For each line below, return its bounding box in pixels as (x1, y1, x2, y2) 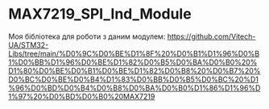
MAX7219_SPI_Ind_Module (8, 5, 192, 23)
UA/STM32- (8, 40, 49, 49)
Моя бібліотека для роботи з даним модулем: (8, 31, 166, 41)
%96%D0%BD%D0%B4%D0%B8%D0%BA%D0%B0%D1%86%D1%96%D (8, 82, 261, 93)
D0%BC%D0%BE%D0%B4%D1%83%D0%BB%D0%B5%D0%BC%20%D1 (8, 74, 259, 84)
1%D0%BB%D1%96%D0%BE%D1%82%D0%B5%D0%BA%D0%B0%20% (8, 57, 258, 67)
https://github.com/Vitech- (167, 31, 256, 41)
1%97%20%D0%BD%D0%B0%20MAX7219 (8, 91, 155, 101)
